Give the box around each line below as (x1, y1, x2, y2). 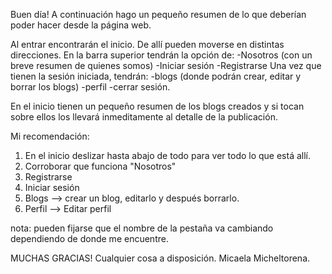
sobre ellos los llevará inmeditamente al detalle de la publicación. (10, 111, 278, 123)
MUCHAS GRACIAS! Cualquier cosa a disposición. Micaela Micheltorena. (10, 252, 311, 264)
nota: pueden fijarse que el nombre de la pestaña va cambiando (10, 222, 274, 234)
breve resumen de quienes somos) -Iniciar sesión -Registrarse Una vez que (10, 60, 322, 71)
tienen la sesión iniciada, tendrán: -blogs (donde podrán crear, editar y (10, 70, 302, 82)
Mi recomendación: (10, 130, 90, 142)
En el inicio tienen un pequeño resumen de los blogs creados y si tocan (10, 100, 305, 112)
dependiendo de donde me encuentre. (10, 233, 169, 244)
